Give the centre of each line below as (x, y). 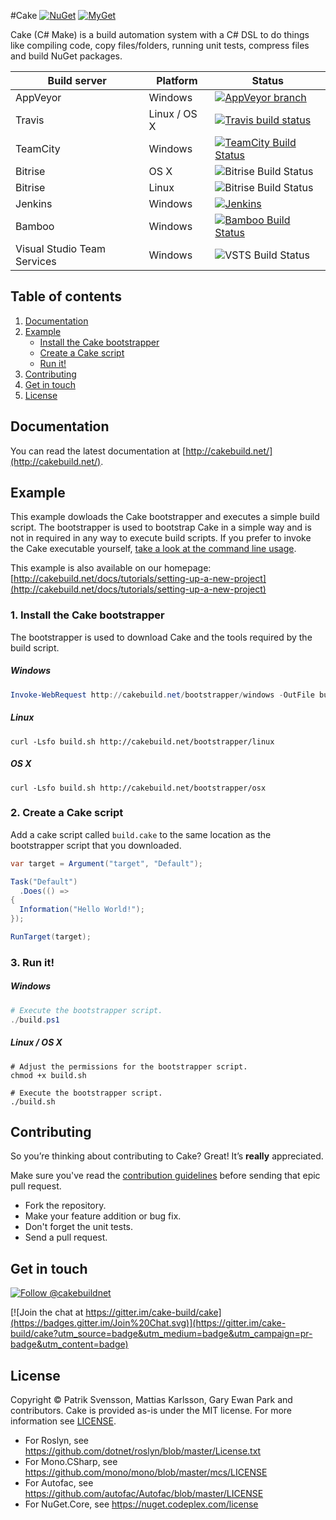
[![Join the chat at (47, 1312)
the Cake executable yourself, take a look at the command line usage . (153, 549)
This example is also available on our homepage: (111, 568)
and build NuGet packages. (66, 56)
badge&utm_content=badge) (69, 1344)
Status (267, 80)
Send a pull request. (66, 1237)
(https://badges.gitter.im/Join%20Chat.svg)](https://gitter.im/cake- (148, 1323)
